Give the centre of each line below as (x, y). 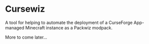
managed (15, 27)
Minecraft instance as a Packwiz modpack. (69, 27)
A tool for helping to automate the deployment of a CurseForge (69, 22)
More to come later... (26, 37)
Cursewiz (25, 9)
